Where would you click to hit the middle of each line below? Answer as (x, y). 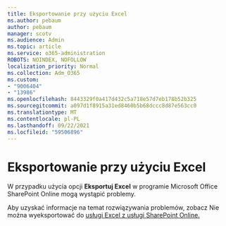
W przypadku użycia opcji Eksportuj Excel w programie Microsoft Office (113, 186)
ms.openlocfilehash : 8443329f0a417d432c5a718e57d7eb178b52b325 (102, 100)
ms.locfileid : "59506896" (45, 132)
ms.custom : (23, 79)
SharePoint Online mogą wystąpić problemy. (71, 194)
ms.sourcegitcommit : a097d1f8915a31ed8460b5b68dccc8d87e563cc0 (102, 106)
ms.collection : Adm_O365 (44, 73)
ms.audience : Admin (36, 40)
